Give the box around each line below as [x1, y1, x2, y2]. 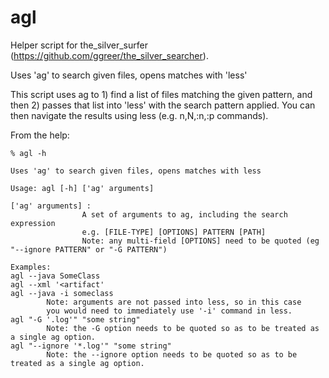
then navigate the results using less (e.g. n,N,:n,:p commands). [10, 109, 269, 121]
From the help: [10, 129, 70, 141]
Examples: [10, 262, 52, 272]
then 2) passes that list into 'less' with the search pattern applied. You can [10, 99, 316, 111]
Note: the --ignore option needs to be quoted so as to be [46, 349, 298, 360]
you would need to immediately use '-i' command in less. [46, 306, 293, 316]
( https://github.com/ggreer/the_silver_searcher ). [10, 49, 209, 61]
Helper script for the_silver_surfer [10, 39, 148, 51]
